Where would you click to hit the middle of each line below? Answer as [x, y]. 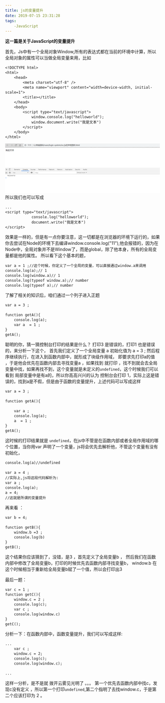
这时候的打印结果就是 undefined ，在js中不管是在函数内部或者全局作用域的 [80, 440]
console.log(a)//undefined [33, 463]
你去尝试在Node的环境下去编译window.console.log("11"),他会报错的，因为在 [82, 243]
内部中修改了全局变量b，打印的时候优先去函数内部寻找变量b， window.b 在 [81, 563]
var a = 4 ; [17, 473]
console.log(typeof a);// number [39, 286]
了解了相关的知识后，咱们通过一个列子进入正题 [52, 295]
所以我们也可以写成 [25, 198]
